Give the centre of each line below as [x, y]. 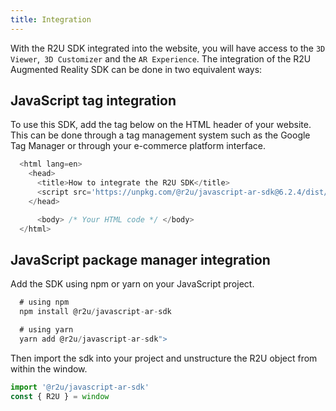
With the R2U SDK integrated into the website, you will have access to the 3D [168, 48]
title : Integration [51, 19]
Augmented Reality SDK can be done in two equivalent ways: [136, 69]
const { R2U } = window [60, 396]
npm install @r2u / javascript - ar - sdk [95, 312]
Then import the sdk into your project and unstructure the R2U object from [164, 358]
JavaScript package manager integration [140, 259]
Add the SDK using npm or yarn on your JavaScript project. [132, 284]
